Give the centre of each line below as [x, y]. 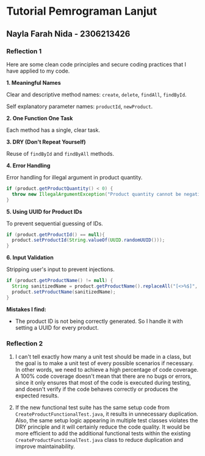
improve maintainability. [45, 446]
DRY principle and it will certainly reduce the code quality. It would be [103, 427]
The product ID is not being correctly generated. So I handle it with [99, 321]
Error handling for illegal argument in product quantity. [74, 177]
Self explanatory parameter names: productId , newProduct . [80, 106]
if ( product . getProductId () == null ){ [56, 234]
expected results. [37, 396]
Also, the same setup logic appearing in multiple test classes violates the [106, 420]
